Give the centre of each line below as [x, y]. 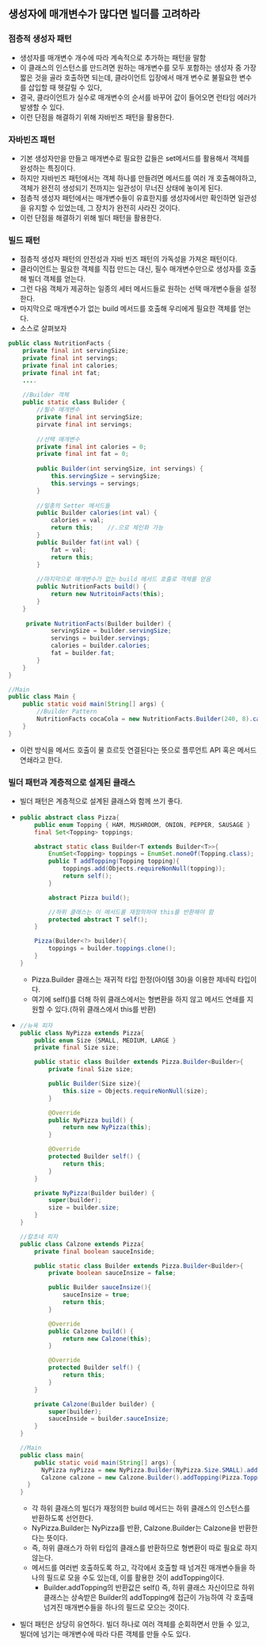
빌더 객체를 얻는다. [57, 279]
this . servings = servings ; [95, 483]
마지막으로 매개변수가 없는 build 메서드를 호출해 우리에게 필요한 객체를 [128, 308]
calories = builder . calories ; [100, 646]
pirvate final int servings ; [85, 424]
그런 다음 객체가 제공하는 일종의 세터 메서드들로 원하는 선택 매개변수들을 [131, 289]
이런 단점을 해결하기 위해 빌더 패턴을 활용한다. [91, 217]
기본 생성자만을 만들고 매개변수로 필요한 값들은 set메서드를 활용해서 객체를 [135, 158]
